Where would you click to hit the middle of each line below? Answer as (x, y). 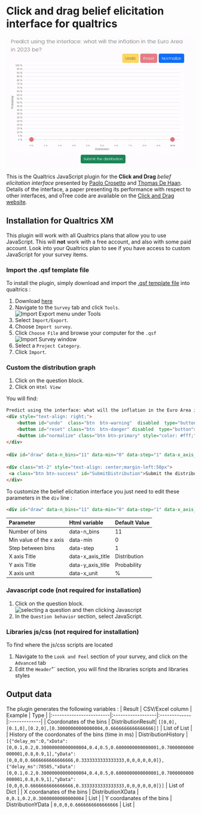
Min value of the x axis (36, 540)
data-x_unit (83, 573)
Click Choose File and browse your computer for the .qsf (86, 333)
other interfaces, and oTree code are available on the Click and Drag (90, 196)
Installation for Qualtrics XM (60, 221)
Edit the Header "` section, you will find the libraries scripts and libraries (101, 669)
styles (22, 675)
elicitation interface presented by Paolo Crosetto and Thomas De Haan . (94, 183)
